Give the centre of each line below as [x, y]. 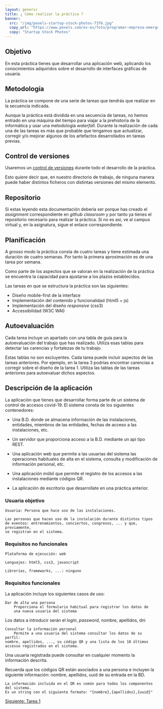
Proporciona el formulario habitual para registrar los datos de [81, 607]
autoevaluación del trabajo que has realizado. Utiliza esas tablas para [74, 343]
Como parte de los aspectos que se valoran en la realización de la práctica [80, 272]
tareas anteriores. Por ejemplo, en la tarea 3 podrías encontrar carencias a [79, 362]
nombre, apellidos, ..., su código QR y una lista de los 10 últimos [77, 642]
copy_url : [19, 28]
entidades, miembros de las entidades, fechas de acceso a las [74, 424]
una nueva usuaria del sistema [45, 611]
